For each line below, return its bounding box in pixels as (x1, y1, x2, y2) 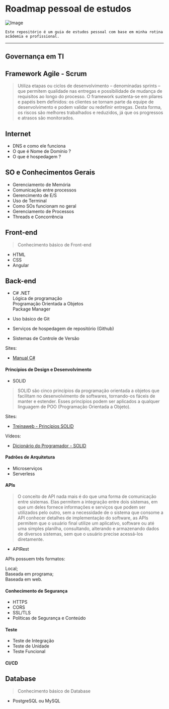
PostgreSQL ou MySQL (12, 697, 61, 703)
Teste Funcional (12, 649, 46, 655)
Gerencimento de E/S (12, 192, 57, 198)
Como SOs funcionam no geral (12, 203, 76, 209)
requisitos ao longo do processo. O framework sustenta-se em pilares (17, 94, 162, 100)
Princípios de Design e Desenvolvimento (5, 366, 92, 372)
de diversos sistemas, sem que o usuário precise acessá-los (17, 531, 143, 537)
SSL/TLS (12, 610, 31, 616)
